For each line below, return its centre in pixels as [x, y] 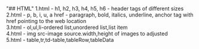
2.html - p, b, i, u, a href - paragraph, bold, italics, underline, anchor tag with [100, 15]
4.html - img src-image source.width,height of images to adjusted [87, 34]
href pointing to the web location [46, 21]
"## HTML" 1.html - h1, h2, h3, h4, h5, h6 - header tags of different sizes [95, 9]
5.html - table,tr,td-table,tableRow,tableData [60, 40]
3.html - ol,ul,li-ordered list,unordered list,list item [67, 27]
